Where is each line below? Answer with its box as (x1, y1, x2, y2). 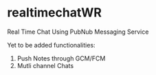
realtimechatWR (7, 5, 102, 21)
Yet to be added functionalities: (7, 41, 96, 49)
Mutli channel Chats (16, 61, 74, 69)
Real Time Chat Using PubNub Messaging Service (7, 28, 149, 36)
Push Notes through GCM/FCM (16, 54, 106, 63)
